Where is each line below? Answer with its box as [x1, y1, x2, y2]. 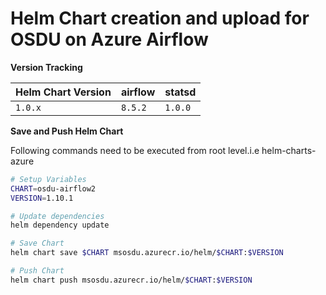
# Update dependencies [10, 211, 105, 221]
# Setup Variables [10, 174, 87, 184]
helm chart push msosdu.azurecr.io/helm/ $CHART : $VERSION [10, 275, 253, 285]
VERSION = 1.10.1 [10, 193, 74, 203]
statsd [164, 85, 197, 99]
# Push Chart [10, 266, 65, 276]
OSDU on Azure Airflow [10, 28, 209, 51]
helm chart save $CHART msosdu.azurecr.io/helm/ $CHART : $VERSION [10, 248, 284, 258]
